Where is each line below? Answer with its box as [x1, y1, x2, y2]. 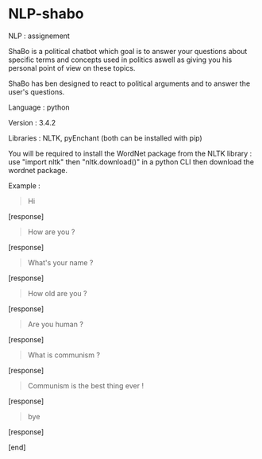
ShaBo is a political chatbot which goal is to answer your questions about [8, 46, 248, 56]
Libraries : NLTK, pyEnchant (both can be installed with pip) [8, 133, 202, 143]
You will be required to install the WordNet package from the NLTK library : [8, 148, 252, 158]
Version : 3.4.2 [8, 118, 56, 127]
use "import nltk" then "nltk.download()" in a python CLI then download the [8, 156, 254, 167]
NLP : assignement [8, 31, 70, 40]
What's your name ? [27, 257, 94, 267]
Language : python [8, 102, 70, 112]
